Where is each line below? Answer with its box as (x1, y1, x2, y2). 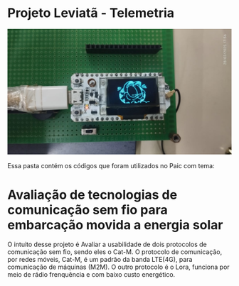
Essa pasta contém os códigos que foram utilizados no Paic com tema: (7, 162, 215, 170)
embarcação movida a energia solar (7, 216, 223, 233)
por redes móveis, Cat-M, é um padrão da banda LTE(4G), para (7, 255, 193, 264)
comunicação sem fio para (7, 202, 169, 218)
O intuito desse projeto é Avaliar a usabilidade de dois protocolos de (7, 240, 208, 249)
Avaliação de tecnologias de (7, 187, 178, 203)
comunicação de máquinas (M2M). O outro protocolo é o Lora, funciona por (7, 263, 230, 271)
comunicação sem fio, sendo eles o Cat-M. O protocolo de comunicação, (7, 248, 223, 256)
